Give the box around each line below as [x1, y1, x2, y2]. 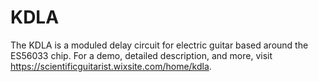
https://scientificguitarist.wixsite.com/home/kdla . [10, 60, 212, 72]
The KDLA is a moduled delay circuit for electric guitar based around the [10, 39, 309, 51]
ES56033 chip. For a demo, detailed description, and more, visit [10, 49, 273, 61]
